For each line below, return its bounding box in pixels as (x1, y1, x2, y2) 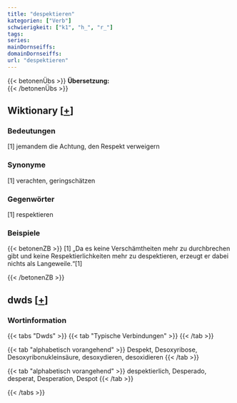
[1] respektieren (7, 210, 54, 219)
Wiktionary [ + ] (7, 105, 74, 117)
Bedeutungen (7, 126, 56, 136)
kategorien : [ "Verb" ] (7, 17, 72, 24)
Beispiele (7, 228, 41, 238)
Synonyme (7, 160, 46, 170)
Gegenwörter (7, 194, 55, 204)
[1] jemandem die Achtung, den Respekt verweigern (7, 142, 161, 151)
